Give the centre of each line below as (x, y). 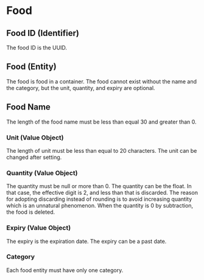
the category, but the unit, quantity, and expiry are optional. (81, 88)
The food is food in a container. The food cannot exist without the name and (101, 81)
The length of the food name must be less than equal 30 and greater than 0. (101, 122)
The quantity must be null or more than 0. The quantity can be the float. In (99, 186)
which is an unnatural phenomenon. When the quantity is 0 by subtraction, (100, 206)
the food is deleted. (31, 212)
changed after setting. (34, 157)
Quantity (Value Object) (42, 173)
